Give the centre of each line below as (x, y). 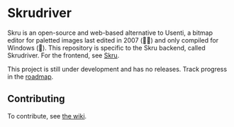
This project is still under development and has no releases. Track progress (117, 69)
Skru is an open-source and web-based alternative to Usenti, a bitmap (110, 33)
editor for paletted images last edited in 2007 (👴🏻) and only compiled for (113, 40)
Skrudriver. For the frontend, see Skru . (63, 55)
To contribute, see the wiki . (47, 116)
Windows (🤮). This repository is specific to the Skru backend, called (106, 48)
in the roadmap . (30, 77)
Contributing (36, 99)
